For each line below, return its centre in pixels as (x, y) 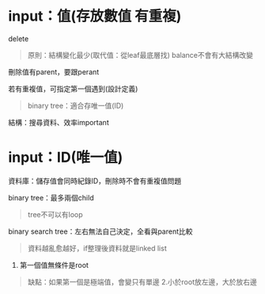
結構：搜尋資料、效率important (59, 122)
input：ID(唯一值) (66, 157)
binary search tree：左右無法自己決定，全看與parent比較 (100, 231)
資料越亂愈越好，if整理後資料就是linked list (97, 248)
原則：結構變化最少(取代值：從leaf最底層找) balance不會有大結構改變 (140, 55)
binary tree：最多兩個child (51, 197)
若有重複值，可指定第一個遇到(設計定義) (73, 89)
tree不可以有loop (55, 214)
